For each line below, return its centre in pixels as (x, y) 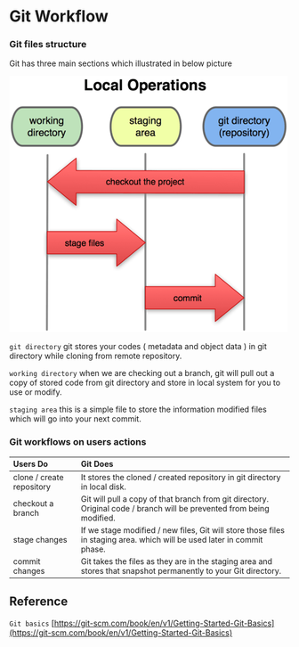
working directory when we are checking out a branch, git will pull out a (142, 373)
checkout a (33, 504)
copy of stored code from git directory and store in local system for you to (145, 383)
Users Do (31, 464)
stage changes (40, 540)
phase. (93, 549)
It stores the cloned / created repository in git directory (181, 477)
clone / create (38, 477)
